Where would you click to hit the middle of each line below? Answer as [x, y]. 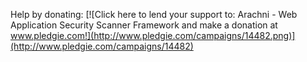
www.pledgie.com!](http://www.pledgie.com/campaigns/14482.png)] [153, 35]
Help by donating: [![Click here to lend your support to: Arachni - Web [154, 14]
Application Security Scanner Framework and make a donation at [144, 25]
